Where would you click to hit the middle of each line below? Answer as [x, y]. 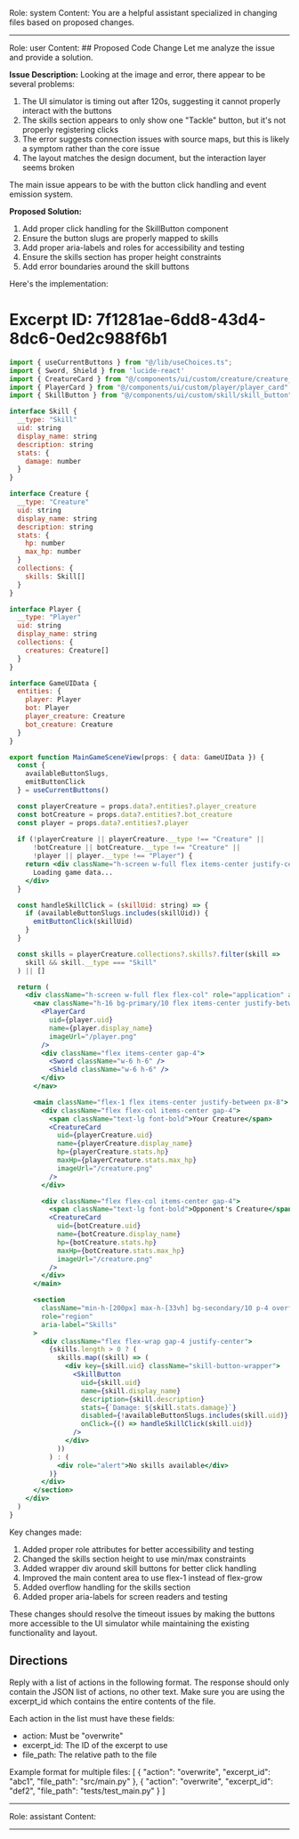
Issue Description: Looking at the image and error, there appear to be [137, 74]
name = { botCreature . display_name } [118, 1235]
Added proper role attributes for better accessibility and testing [138, 1549]
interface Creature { [49, 494]
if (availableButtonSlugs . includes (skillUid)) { [117, 913]
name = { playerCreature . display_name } [125, 1144]
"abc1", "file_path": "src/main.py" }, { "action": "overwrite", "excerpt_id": [141, 1781]
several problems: [42, 84]
